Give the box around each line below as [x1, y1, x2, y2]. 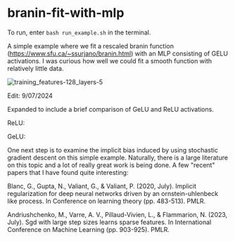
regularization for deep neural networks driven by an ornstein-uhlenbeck [7, 189, 219, 197]
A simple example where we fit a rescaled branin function [7, 41, 174, 50]
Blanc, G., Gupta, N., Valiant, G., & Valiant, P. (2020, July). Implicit [7, 181, 197, 190]
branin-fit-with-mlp [7, 5, 125, 21]
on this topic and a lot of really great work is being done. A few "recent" [7, 160, 215, 169]
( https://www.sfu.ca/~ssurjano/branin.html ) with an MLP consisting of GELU [7, 49, 229, 58]
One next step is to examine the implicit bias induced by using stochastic [7, 145, 218, 154]
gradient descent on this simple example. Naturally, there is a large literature [7, 153, 229, 162]
